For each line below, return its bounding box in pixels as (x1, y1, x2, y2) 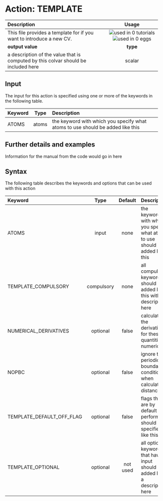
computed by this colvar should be (7, 57, 86, 64)
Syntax (5, 167, 27, 176)
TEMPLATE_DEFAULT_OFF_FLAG (7, 413, 82, 420)
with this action (5, 186, 35, 191)
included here (7, 63, 39, 70)
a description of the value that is (7, 51, 81, 58)
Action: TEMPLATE (5, 3, 83, 15)
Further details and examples (5, 140, 96, 149)
